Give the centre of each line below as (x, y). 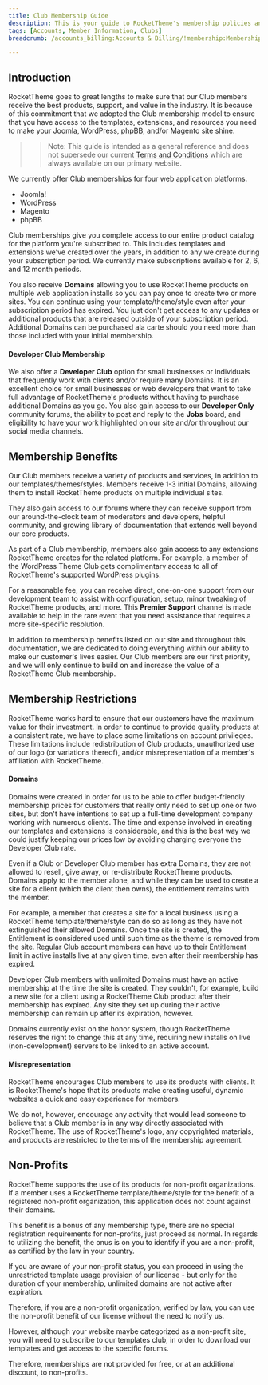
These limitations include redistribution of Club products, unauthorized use (131, 743)
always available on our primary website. (114, 163)
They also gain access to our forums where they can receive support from (130, 508)
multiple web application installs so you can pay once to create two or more (132, 294)
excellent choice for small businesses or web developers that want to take (130, 389)
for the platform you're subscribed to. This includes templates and (117, 244)
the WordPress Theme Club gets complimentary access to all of (113, 566)
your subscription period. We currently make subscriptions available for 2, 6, (134, 261)
